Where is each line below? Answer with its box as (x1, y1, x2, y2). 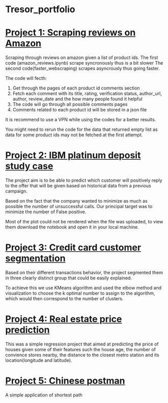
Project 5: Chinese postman (5, 375, 125, 387)
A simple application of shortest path (5, 392, 83, 398)
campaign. (5, 188, 28, 194)
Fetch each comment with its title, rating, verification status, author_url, (12, 91, 162, 97)
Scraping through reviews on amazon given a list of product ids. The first (5, 54, 158, 61)
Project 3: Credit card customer (5, 242, 142, 253)
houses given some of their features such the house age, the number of (5, 346, 156, 352)
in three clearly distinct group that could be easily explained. (5, 275, 132, 281)
